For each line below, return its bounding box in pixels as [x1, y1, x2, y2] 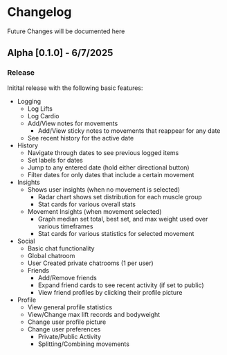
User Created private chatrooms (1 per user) [27, 259, 154, 267]
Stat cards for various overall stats [37, 200, 136, 208]
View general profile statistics [27, 302, 113, 311]
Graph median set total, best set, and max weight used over [37, 215, 208, 223]
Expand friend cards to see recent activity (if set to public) [37, 281, 204, 289]
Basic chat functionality [27, 244, 95, 253]
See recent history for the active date [27, 134, 134, 142]
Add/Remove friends [37, 273, 97, 282]
